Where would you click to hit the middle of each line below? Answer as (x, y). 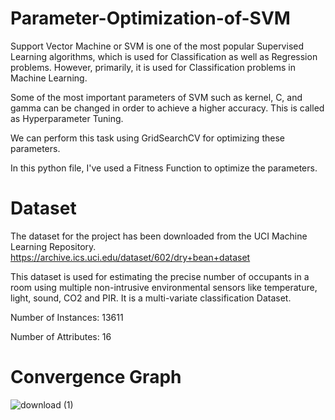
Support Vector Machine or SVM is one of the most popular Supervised (157, 46)
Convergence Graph (96, 377)
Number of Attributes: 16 (61, 336)
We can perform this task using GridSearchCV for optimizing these (147, 138)
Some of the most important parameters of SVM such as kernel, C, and (156, 97)
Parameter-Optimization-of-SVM (150, 18)
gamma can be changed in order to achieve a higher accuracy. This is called (167, 108)
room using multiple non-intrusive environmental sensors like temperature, (164, 287)
